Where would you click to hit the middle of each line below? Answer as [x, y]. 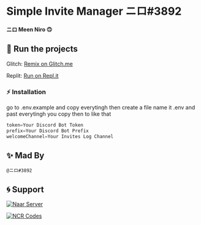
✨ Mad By [25, 156]
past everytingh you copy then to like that [59, 114]
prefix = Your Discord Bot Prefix [47, 131]
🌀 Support [25, 189]
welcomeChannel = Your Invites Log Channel [60, 136]
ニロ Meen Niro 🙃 [29, 29]
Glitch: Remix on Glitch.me [40, 64]
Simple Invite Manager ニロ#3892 [94, 11]
